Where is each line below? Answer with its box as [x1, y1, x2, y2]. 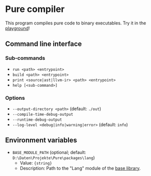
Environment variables [5, 136, 77, 145]
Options [5, 94, 25, 101]
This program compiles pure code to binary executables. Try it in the [5, 20, 146, 26]
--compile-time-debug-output [12, 112, 73, 117]
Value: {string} [19, 160, 52, 166]
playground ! [5, 25, 30, 31]
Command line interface [5, 40, 82, 48]
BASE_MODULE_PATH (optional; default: [12, 149, 86, 155]
